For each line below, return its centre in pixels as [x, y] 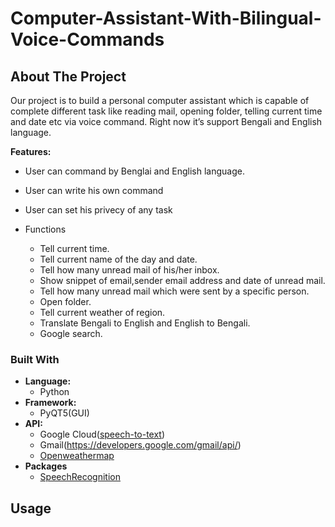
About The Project [68, 76]
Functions [45, 229]
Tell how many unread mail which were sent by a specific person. [174, 291]
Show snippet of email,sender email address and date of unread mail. [182, 280]
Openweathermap [77, 456]
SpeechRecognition [80, 477]
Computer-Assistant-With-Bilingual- [166, 18]
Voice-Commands [87, 39]
